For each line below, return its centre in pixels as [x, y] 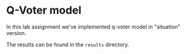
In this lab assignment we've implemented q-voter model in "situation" [93, 27]
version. [16, 33]
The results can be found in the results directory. [68, 45]
